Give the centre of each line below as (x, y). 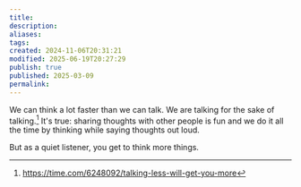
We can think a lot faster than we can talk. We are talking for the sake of (142, 109)
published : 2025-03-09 (52, 76)
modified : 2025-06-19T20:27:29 (68, 59)
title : (21, 17)
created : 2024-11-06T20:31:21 (66, 51)
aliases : (26, 34)
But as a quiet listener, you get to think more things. (104, 148)
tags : (19, 42)
